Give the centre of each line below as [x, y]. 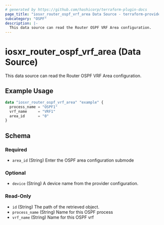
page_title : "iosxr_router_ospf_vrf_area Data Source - [63, 14]
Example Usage [29, 91]
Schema [18, 135]
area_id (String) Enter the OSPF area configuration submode [73, 160]
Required [16, 149]
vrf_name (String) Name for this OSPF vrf [53, 217]
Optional [15, 173]
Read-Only [18, 196]
